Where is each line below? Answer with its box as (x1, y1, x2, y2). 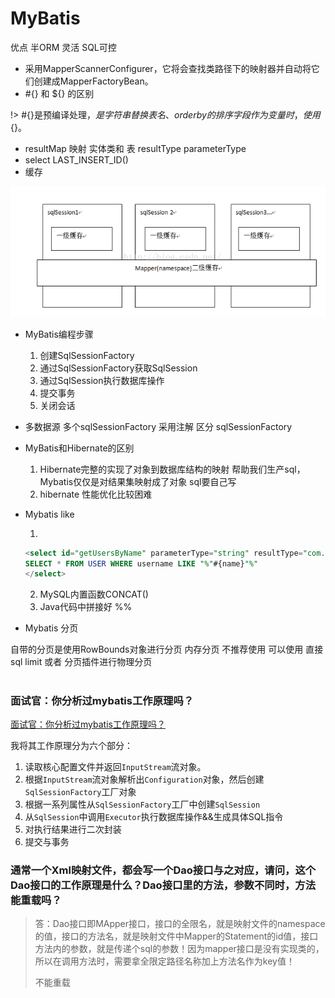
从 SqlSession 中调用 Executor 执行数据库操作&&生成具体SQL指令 (24, 810, 284, 822)
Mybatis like (24, 508, 75, 520)
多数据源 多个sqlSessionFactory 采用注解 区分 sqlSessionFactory (24, 420, 293, 432)
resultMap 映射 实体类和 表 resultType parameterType (24, 142, 247, 154)
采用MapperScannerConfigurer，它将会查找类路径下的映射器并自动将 (24, 62, 312, 74)
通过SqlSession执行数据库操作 (39, 374, 165, 386)
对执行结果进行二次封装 (24, 823, 122, 835)
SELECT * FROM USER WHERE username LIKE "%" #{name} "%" (24, 558, 259, 569)
